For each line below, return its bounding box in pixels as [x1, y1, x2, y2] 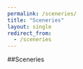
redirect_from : [7, 29, 52, 37]
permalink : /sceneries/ [7, 10, 77, 17]
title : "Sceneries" [7, 17, 65, 24]
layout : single [7, 23, 52, 30]
